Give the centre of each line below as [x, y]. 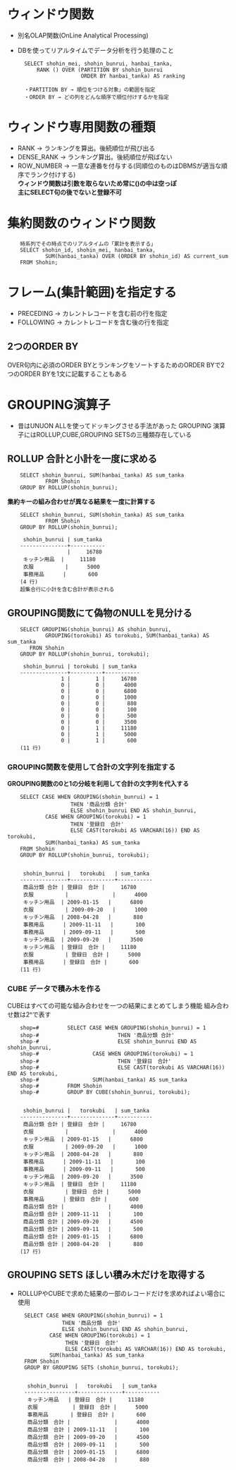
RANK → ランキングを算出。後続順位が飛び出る [86, 148]
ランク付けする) [53, 174]
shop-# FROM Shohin [61, 1086]
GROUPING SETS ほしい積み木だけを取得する [106, 1275]
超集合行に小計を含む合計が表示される [67, 589]
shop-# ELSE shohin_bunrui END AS [108, 1041]
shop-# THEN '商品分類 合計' [97, 1035]
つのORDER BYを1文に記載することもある [67, 374]
